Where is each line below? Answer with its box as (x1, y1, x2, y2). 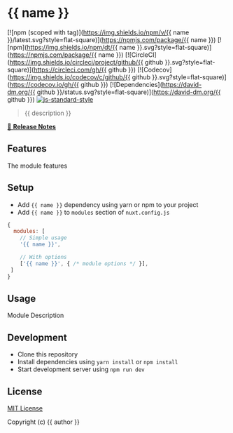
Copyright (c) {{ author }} (7, 418, 80, 426)
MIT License (7, 404, 43, 412)
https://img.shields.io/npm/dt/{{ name (27, 43, 136, 51)
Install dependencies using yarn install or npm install (17, 358, 178, 366)
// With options (20, 254, 68, 261)
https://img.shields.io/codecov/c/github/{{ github (9, 72, 151, 81)
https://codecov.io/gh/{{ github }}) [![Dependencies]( (9, 80, 163, 88)
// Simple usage (20, 234, 68, 241)
